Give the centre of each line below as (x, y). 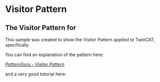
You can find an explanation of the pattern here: (54, 54)
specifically (17, 45)
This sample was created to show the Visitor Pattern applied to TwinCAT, (80, 39)
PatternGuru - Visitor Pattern (35, 64)
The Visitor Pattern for (41, 28)
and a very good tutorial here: (36, 74)
